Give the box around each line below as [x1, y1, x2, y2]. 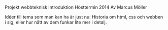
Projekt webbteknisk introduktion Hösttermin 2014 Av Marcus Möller [5, 4, 148, 10]
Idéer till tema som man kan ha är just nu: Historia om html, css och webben [5, 14, 163, 19]
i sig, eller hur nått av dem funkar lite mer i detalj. [5, 19, 107, 25]
